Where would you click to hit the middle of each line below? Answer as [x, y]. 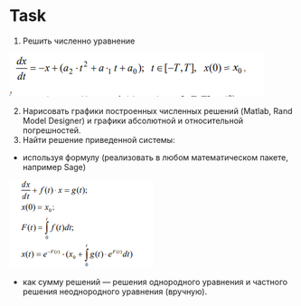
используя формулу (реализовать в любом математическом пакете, [155, 157]
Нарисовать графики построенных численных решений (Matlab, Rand [157, 110]
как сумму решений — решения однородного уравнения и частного [155, 282]
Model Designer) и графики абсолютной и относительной [133, 120]
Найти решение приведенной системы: [99, 139]
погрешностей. [52, 130]
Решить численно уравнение [79, 41]
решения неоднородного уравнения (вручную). [115, 292]
